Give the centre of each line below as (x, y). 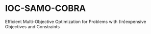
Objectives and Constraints (33, 26)
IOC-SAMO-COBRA (45, 8)
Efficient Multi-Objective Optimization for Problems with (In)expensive (75, 22)
